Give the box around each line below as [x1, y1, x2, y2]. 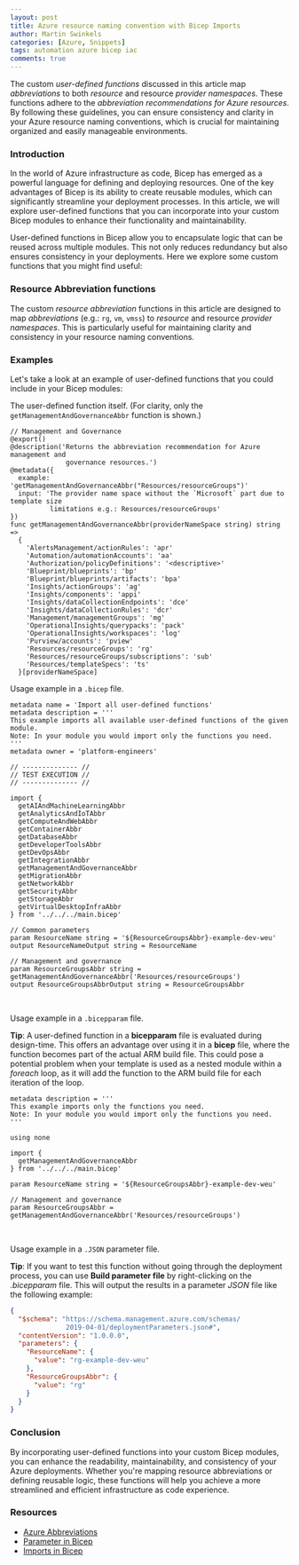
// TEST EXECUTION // [10, 770, 90, 779]
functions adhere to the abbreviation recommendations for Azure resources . [10, 98, 289, 107]
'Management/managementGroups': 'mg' [26, 613, 166, 622]
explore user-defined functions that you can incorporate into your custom [10, 206, 279, 217]
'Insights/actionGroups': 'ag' [26, 582, 142, 591]
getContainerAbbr [18, 825, 83, 834]
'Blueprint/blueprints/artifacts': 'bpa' [26, 574, 181, 583]
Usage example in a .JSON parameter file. [10, 1244, 161, 1254]
